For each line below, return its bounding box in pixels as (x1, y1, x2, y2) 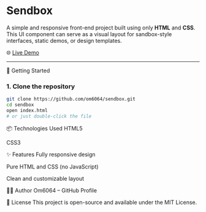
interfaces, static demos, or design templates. (6, 37, 123, 44)
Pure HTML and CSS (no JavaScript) (6, 163, 99, 170)
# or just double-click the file (6, 113, 92, 119)
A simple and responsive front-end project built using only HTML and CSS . (6, 24, 196, 31)
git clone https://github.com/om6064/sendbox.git (6, 96, 136, 102)
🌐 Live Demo (6, 48, 40, 56)
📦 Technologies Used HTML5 (6, 124, 83, 132)
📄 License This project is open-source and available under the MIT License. (6, 199, 197, 206)
